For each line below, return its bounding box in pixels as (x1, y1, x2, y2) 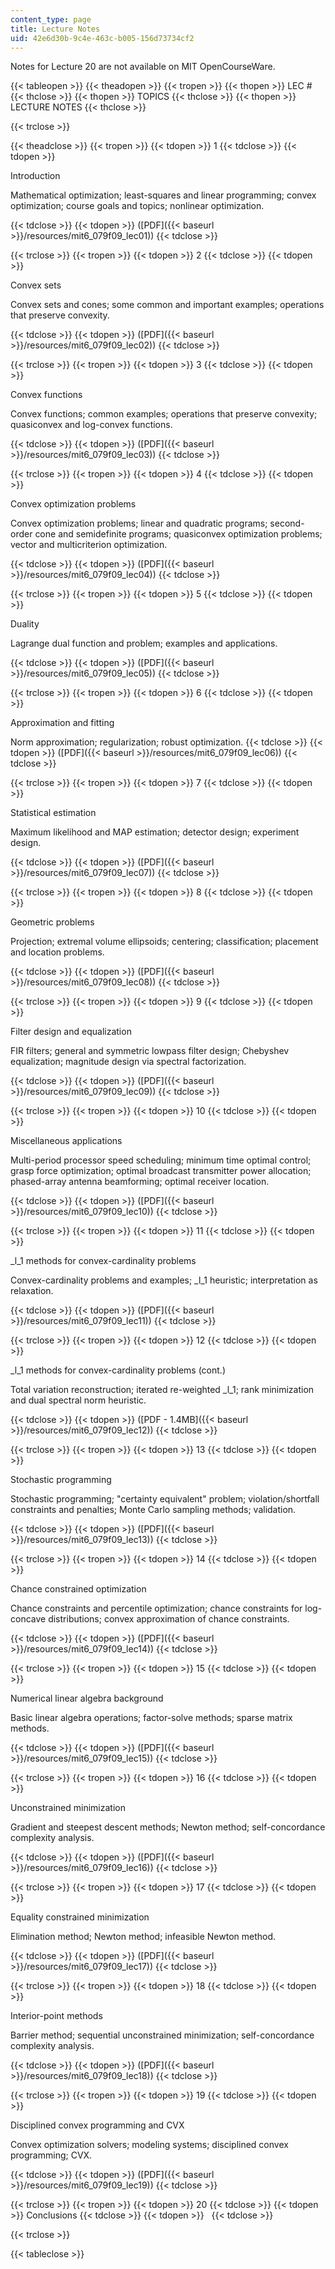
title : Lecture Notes (10, 24, 101, 34)
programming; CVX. (10, 2149, 93, 2161)
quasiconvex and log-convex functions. (10, 419, 173, 431)
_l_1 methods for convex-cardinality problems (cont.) (10, 1364, 226, 1376)
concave (10, 1613, 47, 1625)
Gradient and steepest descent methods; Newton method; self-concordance (10, 1821, 326, 1833)
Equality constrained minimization (10, 1911, 150, 1923)
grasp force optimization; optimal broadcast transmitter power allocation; (10, 1165, 312, 1177)
